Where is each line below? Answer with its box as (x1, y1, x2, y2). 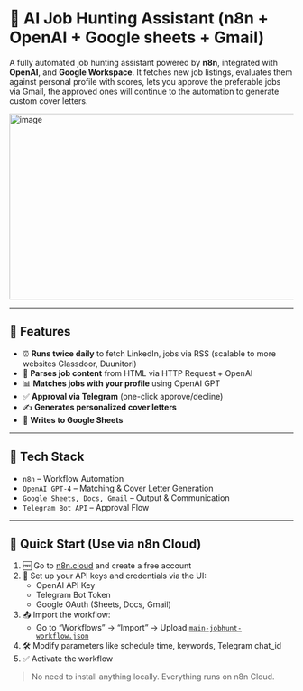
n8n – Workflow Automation (22, 473, 124, 484)
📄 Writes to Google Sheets (22, 414, 124, 425)
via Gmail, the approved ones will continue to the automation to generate (9, 86, 280, 97)
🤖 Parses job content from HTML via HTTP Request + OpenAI (22, 367, 253, 378)
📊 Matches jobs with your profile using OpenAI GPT (22, 378, 221, 389)
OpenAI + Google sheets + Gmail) (9, 27, 264, 48)
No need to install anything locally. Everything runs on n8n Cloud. (31, 671, 275, 682)
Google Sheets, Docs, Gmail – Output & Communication (22, 492, 230, 503)
